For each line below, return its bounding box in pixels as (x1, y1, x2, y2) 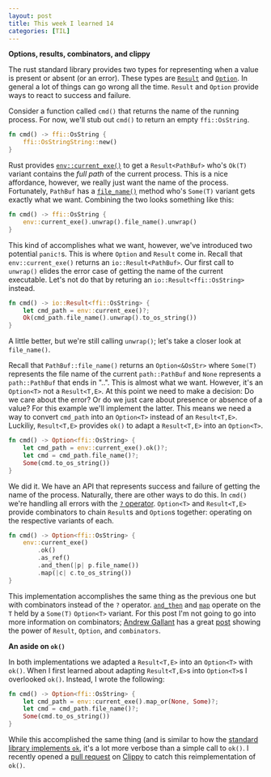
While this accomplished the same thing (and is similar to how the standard (8, 735, 259, 744)
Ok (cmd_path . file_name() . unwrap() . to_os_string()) (23, 314, 197, 322)
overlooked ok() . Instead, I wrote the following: (8, 674, 165, 684)
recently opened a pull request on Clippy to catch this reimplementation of (8, 752, 256, 762)
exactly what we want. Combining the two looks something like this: (8, 195, 235, 204)
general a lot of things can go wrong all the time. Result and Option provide (8, 82, 259, 92)
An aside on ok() (8, 641, 66, 651)
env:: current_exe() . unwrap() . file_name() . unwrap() (23, 218, 197, 226)
